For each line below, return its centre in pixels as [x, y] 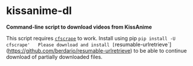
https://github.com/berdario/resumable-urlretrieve [69, 50]
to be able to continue [160, 50]
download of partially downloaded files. [54, 57]
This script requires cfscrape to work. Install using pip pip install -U [91, 38]
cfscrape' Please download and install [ [61, 45]
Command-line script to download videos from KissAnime [79, 27]
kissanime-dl [39, 11]
